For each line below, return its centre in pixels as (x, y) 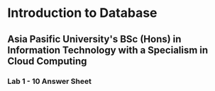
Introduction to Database (82, 13)
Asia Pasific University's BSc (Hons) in (94, 39)
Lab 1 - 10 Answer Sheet (50, 81)
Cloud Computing (47, 61)
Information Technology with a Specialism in (108, 50)
